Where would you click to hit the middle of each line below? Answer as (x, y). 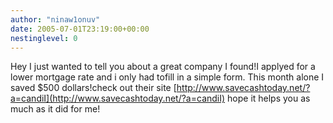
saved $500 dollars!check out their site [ (93, 88)
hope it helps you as (269, 98)
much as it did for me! (55, 109)
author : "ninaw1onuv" (55, 19)
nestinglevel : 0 (44, 38)
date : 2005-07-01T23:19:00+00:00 (80, 29)
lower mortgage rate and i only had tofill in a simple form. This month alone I (167, 77)
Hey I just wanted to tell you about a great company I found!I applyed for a (163, 67)
